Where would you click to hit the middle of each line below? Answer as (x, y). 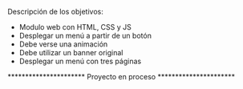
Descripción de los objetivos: (55, 12)
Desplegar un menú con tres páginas (80, 61)
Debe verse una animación (63, 44)
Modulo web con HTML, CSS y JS (75, 27)
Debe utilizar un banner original (71, 53)
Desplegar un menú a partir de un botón (85, 36)
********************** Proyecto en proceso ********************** (121, 77)
